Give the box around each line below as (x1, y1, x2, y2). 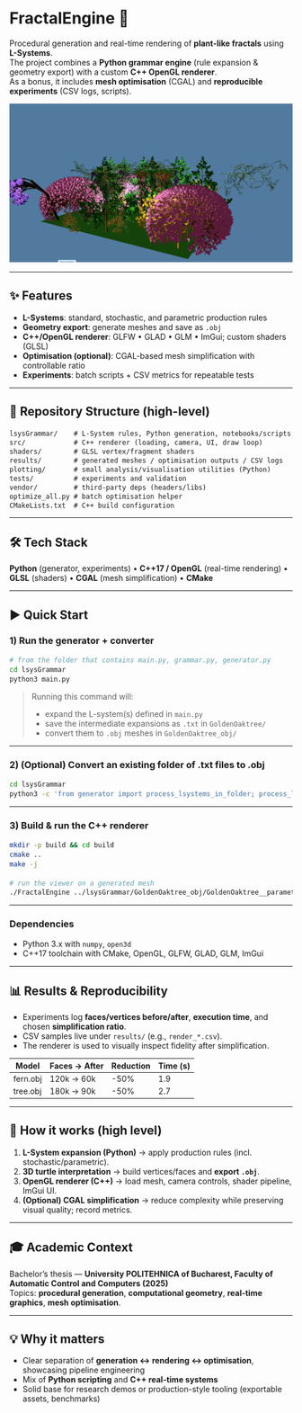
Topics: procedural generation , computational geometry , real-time (9, 1287, 263, 1298)
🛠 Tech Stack (9, 534, 88, 550)
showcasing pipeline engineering (22, 1364, 146, 1375)
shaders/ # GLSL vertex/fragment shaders (9, 447, 195, 456)
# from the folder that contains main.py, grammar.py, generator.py (9, 656, 271, 665)
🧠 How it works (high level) (9, 1123, 163, 1139)
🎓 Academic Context (9, 1240, 133, 1256)
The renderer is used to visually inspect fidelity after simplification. (22, 1041, 270, 1051)
